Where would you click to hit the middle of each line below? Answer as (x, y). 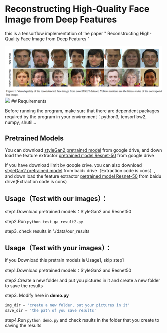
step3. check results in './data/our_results (47, 231)
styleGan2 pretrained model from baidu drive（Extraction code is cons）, (80, 171)
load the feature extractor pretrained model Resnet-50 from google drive (80, 156)
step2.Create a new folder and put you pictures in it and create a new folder (83, 280)
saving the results (23, 325)
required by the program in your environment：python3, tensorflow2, (76, 117)
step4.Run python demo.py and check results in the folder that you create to (82, 320)
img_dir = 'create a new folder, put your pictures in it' (68, 305)
